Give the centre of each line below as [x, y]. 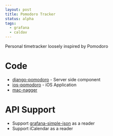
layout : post [18, 10]
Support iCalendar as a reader [43, 128]
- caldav [18, 32]
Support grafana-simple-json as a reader [53, 123]
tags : [11, 23]
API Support [30, 110]
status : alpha [20, 19]
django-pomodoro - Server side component [56, 79]
